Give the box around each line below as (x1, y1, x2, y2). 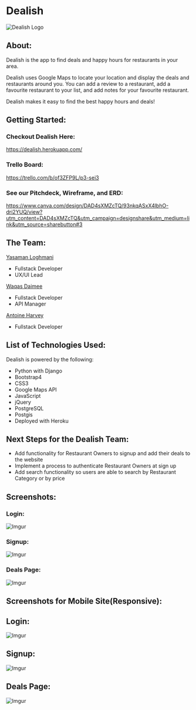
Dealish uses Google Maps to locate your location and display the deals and (6, 74, 190, 81)
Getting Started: (6, 115, 66, 125)
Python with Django (14, 367, 63, 374)
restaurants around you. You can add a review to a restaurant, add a (6, 80, 171, 87)
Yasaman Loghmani (6, 253, 54, 260)
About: (6, 41, 32, 51)
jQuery (14, 399, 31, 406)
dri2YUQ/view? (6, 208, 43, 215)
